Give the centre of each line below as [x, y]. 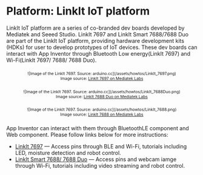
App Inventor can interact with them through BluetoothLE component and [98, 128]
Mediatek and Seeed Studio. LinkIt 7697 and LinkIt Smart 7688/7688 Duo [98, 34]
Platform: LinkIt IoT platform [78, 11]
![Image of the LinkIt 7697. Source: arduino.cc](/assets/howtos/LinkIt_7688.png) [102, 110]
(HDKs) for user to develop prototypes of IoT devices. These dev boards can [102, 47]
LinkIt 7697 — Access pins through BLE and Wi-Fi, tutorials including [101, 147]
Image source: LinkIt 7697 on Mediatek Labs [102, 79]
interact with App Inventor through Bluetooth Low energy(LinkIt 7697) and [98, 53]
